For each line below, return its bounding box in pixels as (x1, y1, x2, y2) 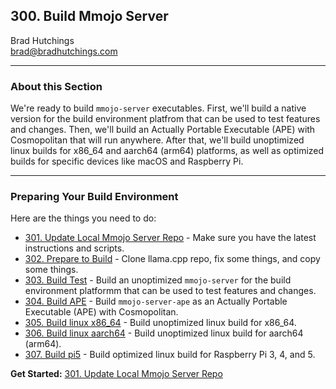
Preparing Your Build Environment (10, 190, 179, 204)
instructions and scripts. (24, 242, 125, 254)
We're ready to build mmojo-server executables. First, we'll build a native (10, 102, 307, 114)
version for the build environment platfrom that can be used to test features (10, 113, 321, 125)
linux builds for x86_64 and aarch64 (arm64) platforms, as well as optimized (10, 145, 325, 157)
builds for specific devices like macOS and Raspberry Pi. (10, 155, 244, 168)
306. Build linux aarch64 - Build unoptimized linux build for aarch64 (24, 327, 304, 339)
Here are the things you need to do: (10, 212, 157, 224)
